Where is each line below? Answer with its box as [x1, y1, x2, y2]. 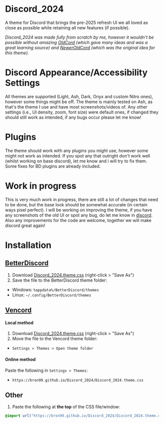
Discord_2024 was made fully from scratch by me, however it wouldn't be [5, 34, 154, 40]
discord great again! [5, 223, 45, 228]
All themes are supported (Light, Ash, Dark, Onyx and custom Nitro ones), [5, 93, 154, 99]
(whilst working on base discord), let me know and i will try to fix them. [5, 158, 147, 164]
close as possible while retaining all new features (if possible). [5, 24, 130, 30]
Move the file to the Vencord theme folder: [12, 336, 98, 342]
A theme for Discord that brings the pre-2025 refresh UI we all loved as [5, 20, 148, 25]
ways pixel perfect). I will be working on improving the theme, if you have [5, 207, 152, 213]
